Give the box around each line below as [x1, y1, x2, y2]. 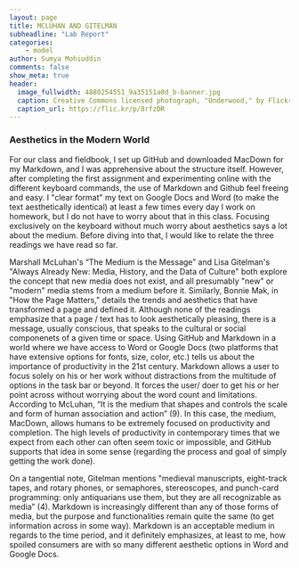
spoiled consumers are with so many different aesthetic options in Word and [9, 539, 289, 549]
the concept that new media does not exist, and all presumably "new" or [9, 276, 274, 286]
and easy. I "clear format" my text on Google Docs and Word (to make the [9, 192, 279, 202]
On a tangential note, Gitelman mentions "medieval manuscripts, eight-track [9, 473, 287, 483]
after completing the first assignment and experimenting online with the [9, 173, 271, 184]
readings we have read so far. [9, 239, 118, 250]
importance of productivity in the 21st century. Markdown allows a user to [9, 360, 279, 371]
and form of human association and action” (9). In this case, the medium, [9, 407, 277, 419]
